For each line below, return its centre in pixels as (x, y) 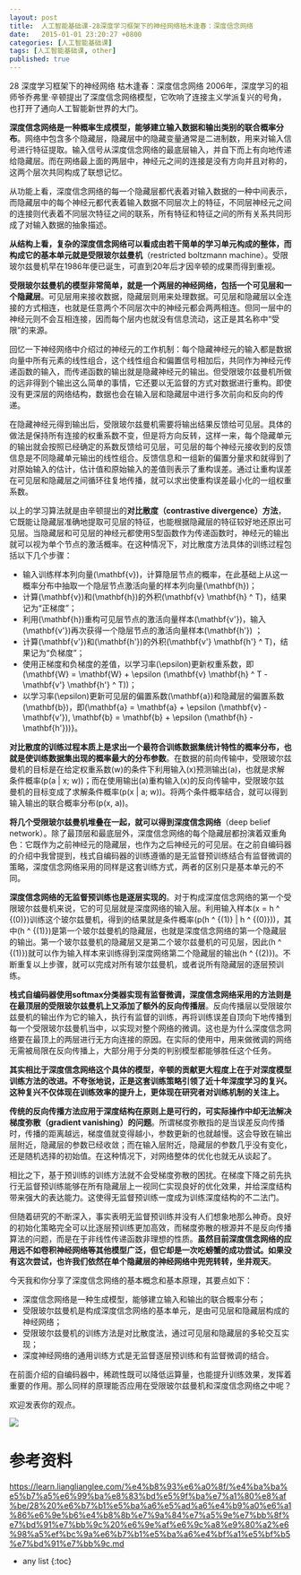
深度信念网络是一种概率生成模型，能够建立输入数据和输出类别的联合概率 (142, 127)
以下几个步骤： (44, 555)
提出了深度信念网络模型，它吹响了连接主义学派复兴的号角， (176, 97)
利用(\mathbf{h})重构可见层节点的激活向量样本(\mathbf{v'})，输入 (144, 619)
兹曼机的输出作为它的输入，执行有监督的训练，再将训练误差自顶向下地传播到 (150, 1017)
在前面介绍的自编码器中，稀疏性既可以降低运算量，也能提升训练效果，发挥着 (150, 1374)
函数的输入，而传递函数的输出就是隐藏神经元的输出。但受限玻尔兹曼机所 (150, 372)
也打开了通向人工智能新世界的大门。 (76, 108)
